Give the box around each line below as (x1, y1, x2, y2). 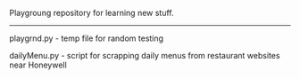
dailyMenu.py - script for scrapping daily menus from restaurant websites (9, 51, 280, 60)
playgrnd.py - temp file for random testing (9, 33, 163, 43)
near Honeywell (9, 59, 67, 70)
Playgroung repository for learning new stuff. (9, 8, 174, 18)
